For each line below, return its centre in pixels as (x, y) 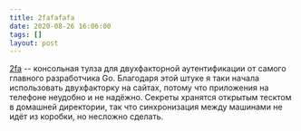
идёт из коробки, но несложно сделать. (87, 117)
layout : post (34, 43)
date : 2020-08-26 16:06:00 (60, 26)
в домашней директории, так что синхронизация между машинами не (146, 107)
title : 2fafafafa (42, 18)
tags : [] (26, 34)
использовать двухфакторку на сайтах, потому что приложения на (139, 88)
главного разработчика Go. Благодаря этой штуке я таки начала (135, 79)
